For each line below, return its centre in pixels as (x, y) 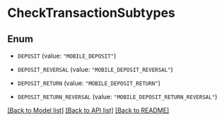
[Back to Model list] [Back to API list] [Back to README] (88, 110)
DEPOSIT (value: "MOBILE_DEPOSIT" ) (67, 56)
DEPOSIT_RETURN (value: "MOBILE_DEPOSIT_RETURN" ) (89, 83)
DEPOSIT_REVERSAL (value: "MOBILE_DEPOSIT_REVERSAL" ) (95, 69)
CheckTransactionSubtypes (91, 13)
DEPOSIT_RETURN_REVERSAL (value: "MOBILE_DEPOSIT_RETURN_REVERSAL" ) (117, 97)
